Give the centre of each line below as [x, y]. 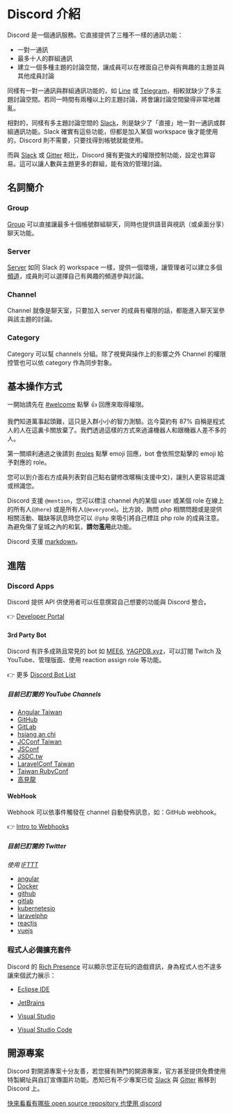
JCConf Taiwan [39, 742]
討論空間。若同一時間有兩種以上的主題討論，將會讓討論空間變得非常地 [113, 99]
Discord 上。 [25, 1089]
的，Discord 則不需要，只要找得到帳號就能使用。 [77, 140]
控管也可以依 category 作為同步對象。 [62, 362]
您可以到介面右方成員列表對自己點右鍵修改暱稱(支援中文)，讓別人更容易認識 [116, 477]
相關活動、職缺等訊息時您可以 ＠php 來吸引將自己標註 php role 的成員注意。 [115, 518]
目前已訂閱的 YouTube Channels [54, 694]
